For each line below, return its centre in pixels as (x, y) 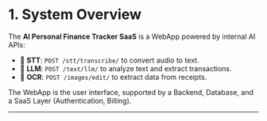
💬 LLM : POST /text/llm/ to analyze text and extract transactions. (126, 68)
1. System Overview (75, 15)
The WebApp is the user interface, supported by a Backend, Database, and (131, 92)
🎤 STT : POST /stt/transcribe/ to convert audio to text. (109, 60)
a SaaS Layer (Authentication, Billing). (70, 100)
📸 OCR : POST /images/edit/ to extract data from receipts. (113, 77)
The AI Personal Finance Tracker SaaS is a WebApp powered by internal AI (132, 36)
